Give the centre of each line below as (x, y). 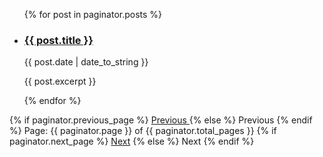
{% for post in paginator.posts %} (93, 14)
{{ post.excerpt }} (60, 81)
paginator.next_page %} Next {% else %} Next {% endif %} (132, 141)
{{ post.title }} (58, 40)
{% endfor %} (52, 101)
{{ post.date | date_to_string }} (86, 62)
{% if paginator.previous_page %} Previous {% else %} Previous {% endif (161, 120)
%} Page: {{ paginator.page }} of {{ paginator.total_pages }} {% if (143, 131)
